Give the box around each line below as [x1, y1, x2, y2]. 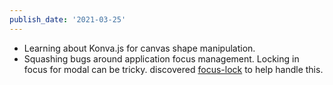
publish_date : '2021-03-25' [9, 14, 127, 25]
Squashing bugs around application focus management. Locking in [23, 52, 300, 65]
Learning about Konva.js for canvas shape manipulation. [23, 42, 256, 54]
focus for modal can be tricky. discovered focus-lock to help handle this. [23, 63, 324, 75]
